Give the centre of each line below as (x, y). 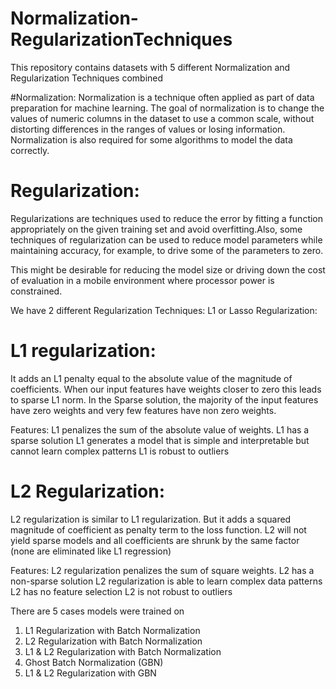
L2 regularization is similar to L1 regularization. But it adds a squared (151, 519)
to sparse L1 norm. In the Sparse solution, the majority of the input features (164, 399)
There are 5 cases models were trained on (97, 611)
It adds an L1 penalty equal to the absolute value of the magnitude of (151, 378)
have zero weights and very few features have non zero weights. (143, 410)
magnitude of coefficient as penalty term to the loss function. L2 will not (158, 529)
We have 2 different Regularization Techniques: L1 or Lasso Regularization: (164, 310)
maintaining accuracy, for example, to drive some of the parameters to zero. (167, 250)
